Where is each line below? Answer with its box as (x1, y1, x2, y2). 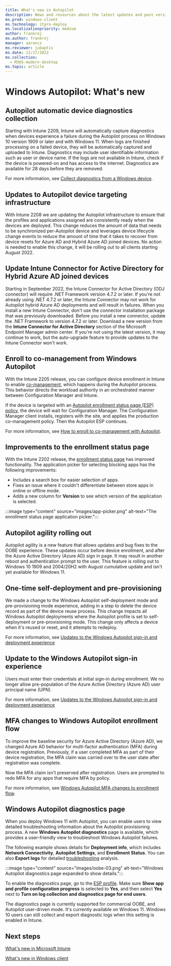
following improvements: (5, 467, 57, 473)
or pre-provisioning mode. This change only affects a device (31, 619, 158, 625)
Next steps (5, 932, 41, 941)
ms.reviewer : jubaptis (5, 45, 53, 50)
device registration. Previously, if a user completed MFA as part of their (5, 749, 155, 755)
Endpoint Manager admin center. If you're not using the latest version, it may (5, 329, 166, 335)
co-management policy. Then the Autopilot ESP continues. (5, 418, 128, 424)
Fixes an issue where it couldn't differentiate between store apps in (12, 482, 154, 488)
